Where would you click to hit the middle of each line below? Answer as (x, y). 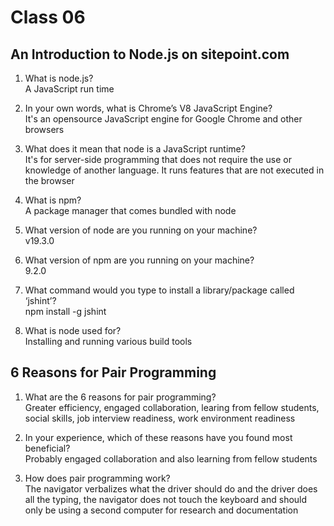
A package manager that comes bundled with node (130, 210)
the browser (49, 180)
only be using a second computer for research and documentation (161, 510)
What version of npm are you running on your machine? (139, 260)
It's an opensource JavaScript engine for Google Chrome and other (163, 119)
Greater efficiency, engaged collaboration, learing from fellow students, (172, 407)
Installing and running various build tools (108, 341)
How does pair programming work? (97, 478)
